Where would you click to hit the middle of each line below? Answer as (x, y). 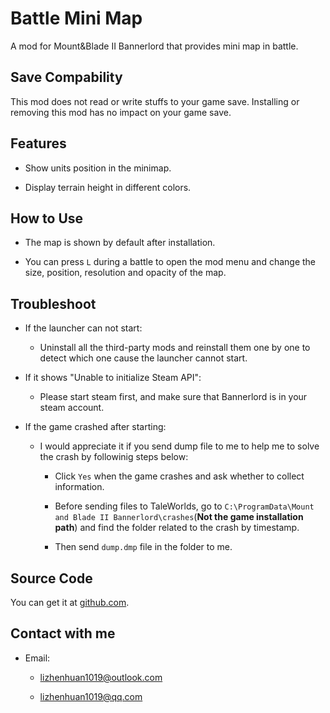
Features (38, 143)
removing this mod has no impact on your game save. (121, 112)
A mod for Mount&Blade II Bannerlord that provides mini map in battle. (154, 46)
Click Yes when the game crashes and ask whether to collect (179, 476)
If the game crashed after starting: (95, 427)
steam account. (72, 408)
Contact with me (63, 633)
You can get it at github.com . (70, 602)
